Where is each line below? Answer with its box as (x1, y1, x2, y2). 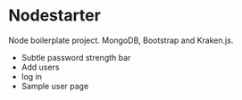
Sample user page (21, 80, 89, 91)
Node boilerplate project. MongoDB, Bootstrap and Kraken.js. (8, 35, 234, 46)
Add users (21, 62, 60, 72)
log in (21, 71, 42, 81)
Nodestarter (8, 5, 102, 26)
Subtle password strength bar (21, 52, 131, 62)
